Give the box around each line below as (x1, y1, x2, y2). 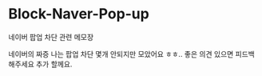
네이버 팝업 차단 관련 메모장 (8, 32, 94, 42)
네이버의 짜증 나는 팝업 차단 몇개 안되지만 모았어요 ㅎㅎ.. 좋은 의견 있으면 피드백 (8, 49, 256, 58)
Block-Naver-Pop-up (8, 5, 149, 23)
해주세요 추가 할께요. (8, 59, 73, 69)
